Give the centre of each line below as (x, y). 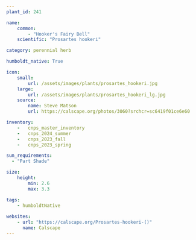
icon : (13, 72)
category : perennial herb (39, 51)
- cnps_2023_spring (44, 145)
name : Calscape (41, 228)
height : (27, 178)
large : (25, 89)
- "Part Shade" (31, 161)
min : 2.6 (39, 183)
